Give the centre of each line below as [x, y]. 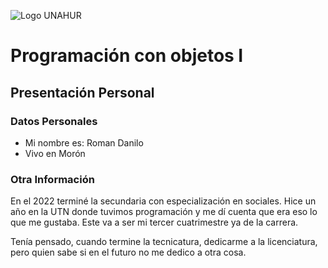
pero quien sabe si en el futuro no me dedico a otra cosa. [128, 252]
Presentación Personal [82, 92]
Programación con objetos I [127, 56]
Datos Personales [54, 121]
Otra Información [52, 179]
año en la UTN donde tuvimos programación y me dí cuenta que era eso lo [164, 212]
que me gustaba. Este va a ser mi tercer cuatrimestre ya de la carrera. [154, 222]
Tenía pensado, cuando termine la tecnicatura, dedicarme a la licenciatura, [164, 242]
